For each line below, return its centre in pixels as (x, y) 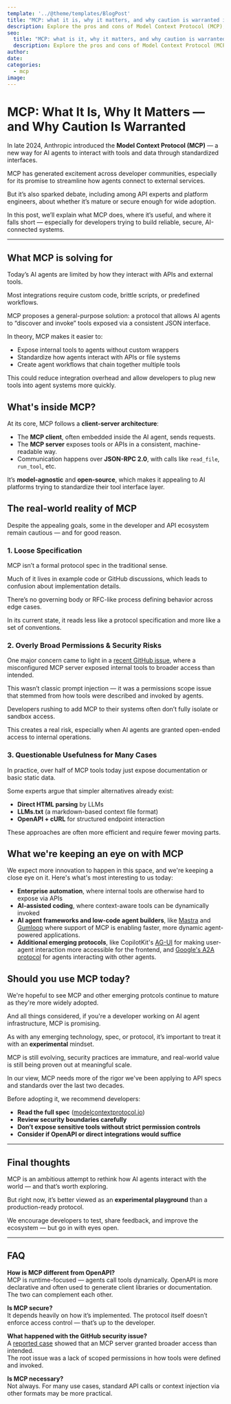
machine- (187, 444)
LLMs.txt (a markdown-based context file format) (88, 811)
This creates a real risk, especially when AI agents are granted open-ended (114, 730)
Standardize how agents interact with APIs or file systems (99, 357)
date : (15, 59)
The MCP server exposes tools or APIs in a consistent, (95, 444)
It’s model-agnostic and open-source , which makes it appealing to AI (106, 479)
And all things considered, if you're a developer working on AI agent (103, 1016)
